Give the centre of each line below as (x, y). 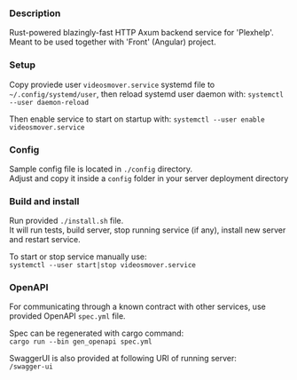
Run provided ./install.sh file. (66, 221)
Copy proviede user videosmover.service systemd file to (112, 84)
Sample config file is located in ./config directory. (101, 169)
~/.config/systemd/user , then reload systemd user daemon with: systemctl (146, 94)
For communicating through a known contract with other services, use (137, 307)
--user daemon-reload (49, 102)
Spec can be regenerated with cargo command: (97, 333)
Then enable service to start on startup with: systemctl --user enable (137, 119)
